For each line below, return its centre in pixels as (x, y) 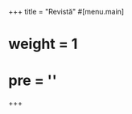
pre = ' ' (33, 81)
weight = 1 (43, 44)
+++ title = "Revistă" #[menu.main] (66, 12)
